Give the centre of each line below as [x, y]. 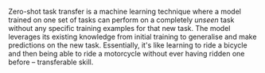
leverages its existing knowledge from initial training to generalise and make [132, 36]
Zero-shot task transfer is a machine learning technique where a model [125, 12]
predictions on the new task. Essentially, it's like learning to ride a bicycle [128, 45]
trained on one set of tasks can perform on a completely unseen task [121, 20]
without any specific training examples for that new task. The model [119, 28]
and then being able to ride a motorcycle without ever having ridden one [127, 54]
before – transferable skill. [51, 62]
